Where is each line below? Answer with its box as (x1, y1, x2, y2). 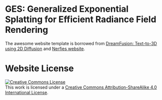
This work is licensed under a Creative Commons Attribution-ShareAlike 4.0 (5, 84, 157, 90)
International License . (5, 89, 49, 95)
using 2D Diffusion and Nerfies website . (5, 46, 85, 51)
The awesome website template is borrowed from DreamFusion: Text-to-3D (5, 40, 157, 46)
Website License (5, 63, 74, 74)
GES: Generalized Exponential (5, 3, 129, 15)
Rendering (5, 25, 48, 35)
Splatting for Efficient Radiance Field (5, 14, 157, 25)
